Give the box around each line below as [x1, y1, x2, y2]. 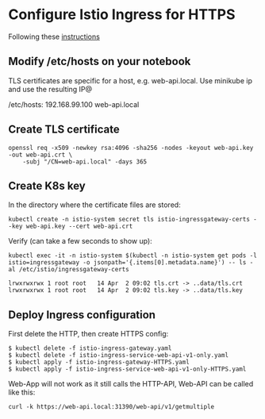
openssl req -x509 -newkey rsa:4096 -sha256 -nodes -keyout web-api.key [8, 144, 254, 152]
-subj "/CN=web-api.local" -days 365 [22, 157, 148, 166]
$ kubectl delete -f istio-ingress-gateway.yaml [8, 344, 172, 352]
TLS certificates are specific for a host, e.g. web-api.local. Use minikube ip [8, 75, 252, 85]
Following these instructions [8, 32, 101, 41]
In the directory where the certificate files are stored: [8, 200, 181, 209]
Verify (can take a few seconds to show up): [8, 236, 152, 246]
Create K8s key [8, 179, 86, 192]
